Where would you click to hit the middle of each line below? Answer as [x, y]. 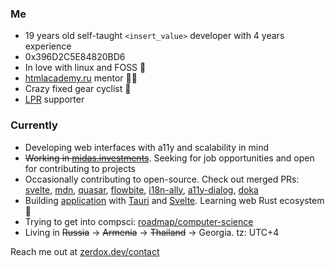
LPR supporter [54, 99]
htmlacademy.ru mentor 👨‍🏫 [81, 78]
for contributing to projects [80, 168]
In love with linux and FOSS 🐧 [85, 68]
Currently [34, 125]
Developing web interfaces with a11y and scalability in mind [147, 147]
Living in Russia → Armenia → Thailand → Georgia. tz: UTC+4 [152, 232]
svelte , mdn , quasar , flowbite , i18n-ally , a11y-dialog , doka [141, 189]
